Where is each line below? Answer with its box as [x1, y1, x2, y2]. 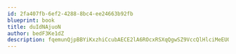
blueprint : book [7, 17, 55, 24]
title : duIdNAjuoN [7, 23, 61, 30]
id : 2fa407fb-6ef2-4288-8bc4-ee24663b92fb [7, 10, 133, 18]
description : [7, 36, 46, 43]
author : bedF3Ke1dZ [7, 29, 65, 37]
